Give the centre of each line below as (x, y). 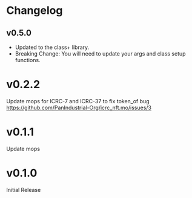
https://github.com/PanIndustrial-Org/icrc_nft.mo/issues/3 (79, 107)
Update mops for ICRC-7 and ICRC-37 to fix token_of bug (78, 101)
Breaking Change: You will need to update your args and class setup (100, 54)
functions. (28, 60)
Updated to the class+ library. (52, 47)
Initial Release (24, 190)
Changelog (35, 11)
